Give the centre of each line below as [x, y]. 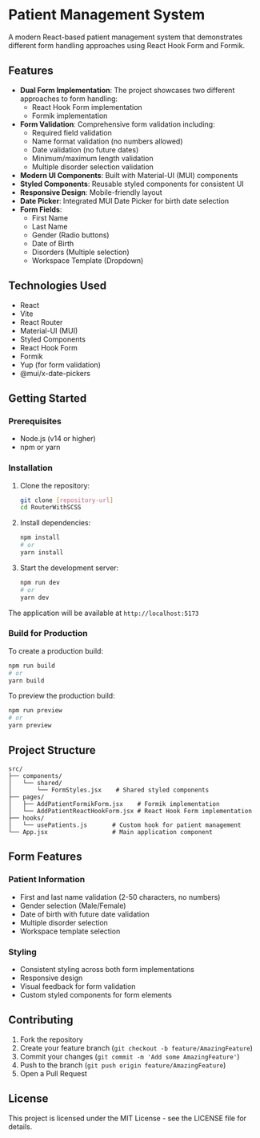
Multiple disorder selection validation [93, 167]
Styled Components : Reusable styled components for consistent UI [132, 184]
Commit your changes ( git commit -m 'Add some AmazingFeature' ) [130, 1056]
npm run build [32, 666]
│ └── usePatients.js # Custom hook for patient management [125, 825]
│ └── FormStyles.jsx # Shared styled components [109, 790]
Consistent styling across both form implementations [107, 969]
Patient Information [47, 880]
